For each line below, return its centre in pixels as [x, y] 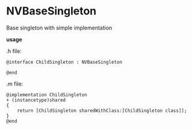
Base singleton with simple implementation [59, 28]
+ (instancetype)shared [36, 100]
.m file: [15, 84]
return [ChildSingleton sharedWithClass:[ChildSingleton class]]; [102, 110]
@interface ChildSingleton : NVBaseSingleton [64, 62]
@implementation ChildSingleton [47, 94]
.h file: [14, 51]
